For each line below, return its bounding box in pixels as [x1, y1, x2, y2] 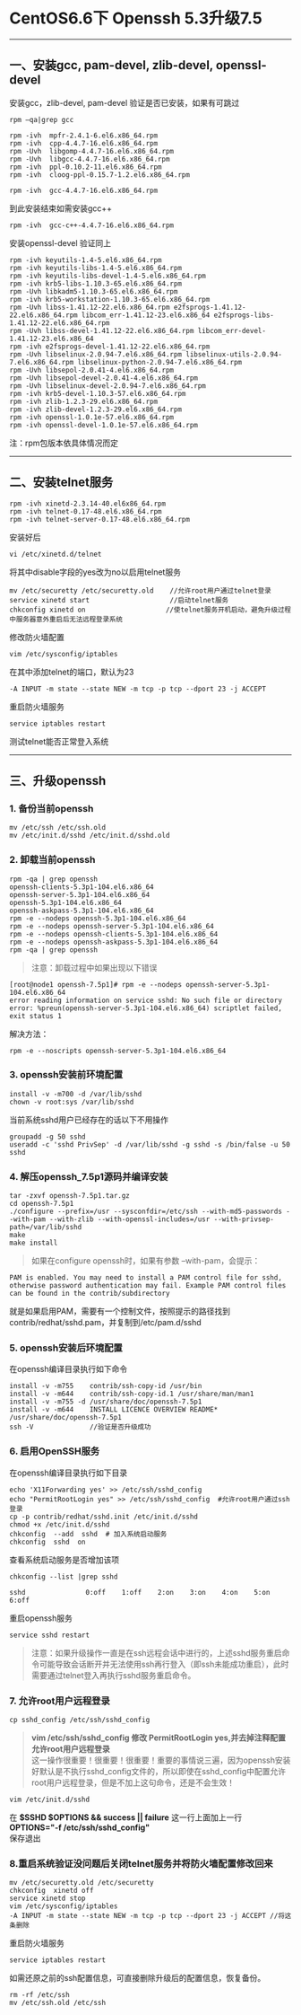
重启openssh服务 [9, 1613, 73, 1623]
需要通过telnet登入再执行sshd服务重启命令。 [30, 1669, 196, 1680]
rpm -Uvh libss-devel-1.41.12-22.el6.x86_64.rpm [9, 326, 194, 335]
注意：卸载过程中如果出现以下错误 [30, 962, 158, 972]
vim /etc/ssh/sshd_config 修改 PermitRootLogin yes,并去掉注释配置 [30, 1732, 287, 1743]
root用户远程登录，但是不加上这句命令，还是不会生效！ [30, 1777, 236, 1788]
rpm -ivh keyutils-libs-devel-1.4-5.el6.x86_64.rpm [9, 271, 206, 280]
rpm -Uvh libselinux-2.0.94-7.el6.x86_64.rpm [9, 349, 182, 359]
